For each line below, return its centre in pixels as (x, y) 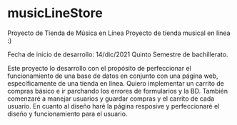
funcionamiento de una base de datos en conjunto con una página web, (113, 76)
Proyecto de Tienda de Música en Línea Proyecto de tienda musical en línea (119, 33)
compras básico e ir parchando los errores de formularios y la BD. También (118, 91)
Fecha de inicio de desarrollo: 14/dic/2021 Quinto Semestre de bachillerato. (118, 54)
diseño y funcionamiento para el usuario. (67, 114)
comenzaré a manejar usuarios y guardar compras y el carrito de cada (111, 99)
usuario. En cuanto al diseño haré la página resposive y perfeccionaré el (114, 106)
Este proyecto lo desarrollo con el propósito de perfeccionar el (99, 68)
